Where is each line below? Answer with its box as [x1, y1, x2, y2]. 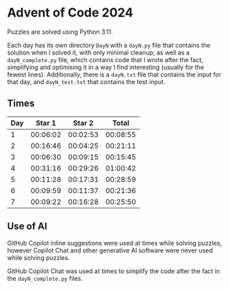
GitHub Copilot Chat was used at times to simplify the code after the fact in [7, 267, 220, 275]
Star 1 [35, 118, 57, 128]
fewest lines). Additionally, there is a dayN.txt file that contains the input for [7, 70, 222, 79]
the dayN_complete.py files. [7, 274, 83, 282]
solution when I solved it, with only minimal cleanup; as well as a [7, 48, 190, 57]
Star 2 [73, 118, 94, 128]
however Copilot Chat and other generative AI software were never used [7, 246, 213, 255]
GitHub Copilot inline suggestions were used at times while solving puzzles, [7, 239, 222, 247]
